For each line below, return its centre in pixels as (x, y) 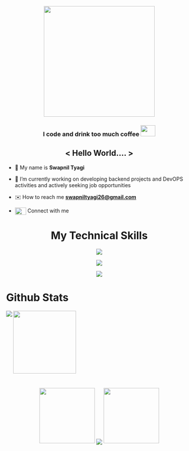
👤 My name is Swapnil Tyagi (49, 167)
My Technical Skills (99, 236)
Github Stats (38, 298)
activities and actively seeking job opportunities (73, 185)
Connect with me (48, 210)
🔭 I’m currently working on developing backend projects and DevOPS (99, 179)
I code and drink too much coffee (91, 134)
